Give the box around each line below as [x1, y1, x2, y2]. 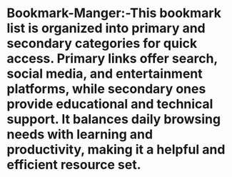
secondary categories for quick [6, 36, 198, 51]
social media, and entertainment [6, 66, 203, 82]
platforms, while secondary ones [6, 81, 206, 97]
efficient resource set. [6, 157, 141, 173]
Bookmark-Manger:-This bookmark [6, 5, 222, 21]
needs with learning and [6, 126, 153, 143]
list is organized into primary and [6, 20, 206, 36]
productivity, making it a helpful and [6, 141, 226, 158]
